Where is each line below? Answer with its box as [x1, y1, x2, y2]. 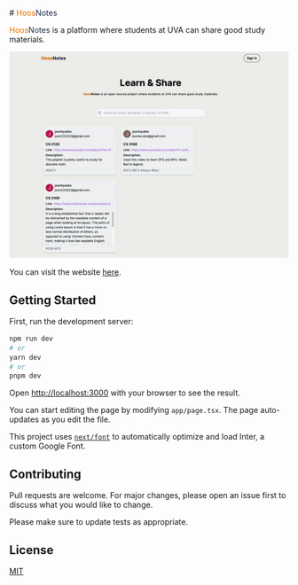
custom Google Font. [9, 441, 86, 451]
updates [9, 414, 40, 425]
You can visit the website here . [9, 267, 122, 277]
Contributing [9, 466, 82, 481]
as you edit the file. [41, 414, 111, 425]
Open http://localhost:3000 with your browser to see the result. [9, 387, 241, 398]
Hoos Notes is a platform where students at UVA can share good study [9, 25, 266, 35]
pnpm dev [9, 371, 42, 380]
